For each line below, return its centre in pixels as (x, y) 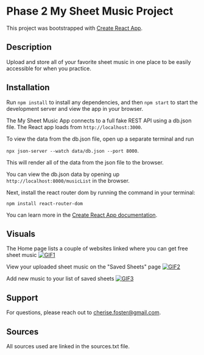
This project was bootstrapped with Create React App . (75, 28)
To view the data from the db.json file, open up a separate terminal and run (100, 139)
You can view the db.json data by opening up (63, 174)
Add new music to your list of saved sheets (60, 279)
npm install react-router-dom (45, 203)
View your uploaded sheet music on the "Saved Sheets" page (84, 267)
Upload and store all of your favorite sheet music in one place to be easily (99, 62)
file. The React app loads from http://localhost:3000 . (74, 127)
